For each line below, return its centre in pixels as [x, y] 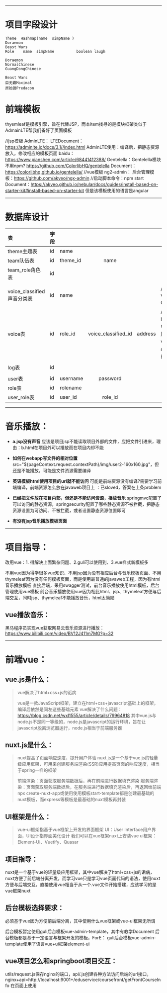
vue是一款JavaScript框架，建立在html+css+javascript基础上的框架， [88, 703]
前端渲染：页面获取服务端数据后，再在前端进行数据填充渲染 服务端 [85, 781]
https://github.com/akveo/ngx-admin [52, 178]
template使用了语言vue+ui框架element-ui [47, 944]
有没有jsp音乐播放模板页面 [40, 521]
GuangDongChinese [23, 69]
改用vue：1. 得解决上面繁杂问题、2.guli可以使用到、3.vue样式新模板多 [77, 562]
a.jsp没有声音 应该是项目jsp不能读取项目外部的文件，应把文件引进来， [84, 441]
